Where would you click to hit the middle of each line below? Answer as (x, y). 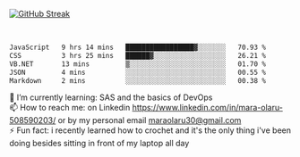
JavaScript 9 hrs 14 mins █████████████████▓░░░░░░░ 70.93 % (138, 47)
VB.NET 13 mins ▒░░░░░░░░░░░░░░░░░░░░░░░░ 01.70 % (138, 64)
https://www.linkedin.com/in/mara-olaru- (208, 108)
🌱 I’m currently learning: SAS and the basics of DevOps (111, 97)
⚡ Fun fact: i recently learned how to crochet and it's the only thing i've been (150, 130)
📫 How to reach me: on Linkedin (70, 108)
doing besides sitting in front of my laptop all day (99, 144)
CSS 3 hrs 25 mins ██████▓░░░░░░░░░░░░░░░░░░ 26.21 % (138, 55)
